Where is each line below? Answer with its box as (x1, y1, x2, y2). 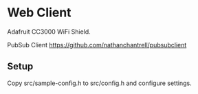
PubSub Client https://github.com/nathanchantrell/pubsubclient (7, 40, 187, 49)
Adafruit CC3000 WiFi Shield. (7, 27, 91, 36)
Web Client (7, 5, 71, 21)
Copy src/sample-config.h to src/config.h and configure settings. (7, 79, 192, 87)
